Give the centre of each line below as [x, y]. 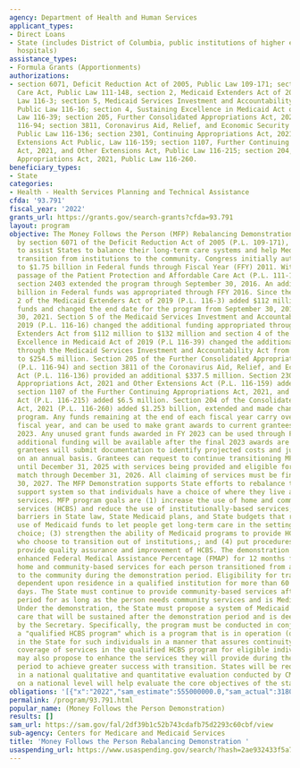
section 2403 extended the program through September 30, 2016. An [146, 284]
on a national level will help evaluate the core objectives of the [147, 683]
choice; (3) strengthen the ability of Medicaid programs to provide [149, 533]
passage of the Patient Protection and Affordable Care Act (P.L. [143, 276]
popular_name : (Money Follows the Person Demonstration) [117, 708]
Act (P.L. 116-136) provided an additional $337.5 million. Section [147, 375]
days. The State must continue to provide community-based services [147, 592]
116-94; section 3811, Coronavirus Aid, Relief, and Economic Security [154, 126]
